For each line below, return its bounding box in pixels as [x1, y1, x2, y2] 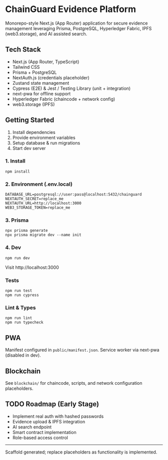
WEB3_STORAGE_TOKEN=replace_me [5, 205, 70, 210]
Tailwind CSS [12, 64, 40, 70]
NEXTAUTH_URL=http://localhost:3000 [5, 201, 81, 206]
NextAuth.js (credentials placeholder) [12, 74, 90, 81]
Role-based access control [12, 434, 68, 440]
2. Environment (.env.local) [5, 181, 72, 188]
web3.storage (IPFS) [12, 101, 55, 107]
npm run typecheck [5, 320, 43, 325]
